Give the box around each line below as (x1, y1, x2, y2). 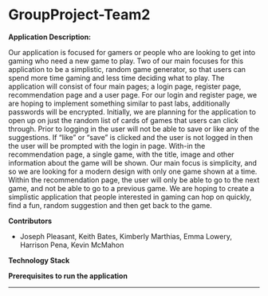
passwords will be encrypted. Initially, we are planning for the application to (8, 106, 257, 117)
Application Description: (8, 32, 92, 42)
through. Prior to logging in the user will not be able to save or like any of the (8, 124, 260, 134)
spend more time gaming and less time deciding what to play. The (8, 73, 225, 82)
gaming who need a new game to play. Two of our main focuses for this (8, 56, 244, 66)
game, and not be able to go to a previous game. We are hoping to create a (8, 183, 255, 193)
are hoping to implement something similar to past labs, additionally (8, 98, 231, 108)
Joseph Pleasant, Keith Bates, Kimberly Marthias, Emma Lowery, (19, 231, 233, 241)
